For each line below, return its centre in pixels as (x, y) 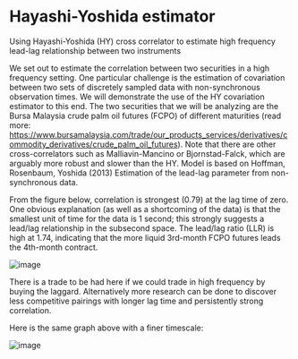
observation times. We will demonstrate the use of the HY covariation (137, 97)
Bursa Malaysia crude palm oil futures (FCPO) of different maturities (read (145, 115)
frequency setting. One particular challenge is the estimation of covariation (147, 77)
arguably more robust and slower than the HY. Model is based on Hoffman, (147, 163)
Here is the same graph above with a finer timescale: (106, 328)
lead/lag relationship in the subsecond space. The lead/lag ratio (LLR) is (142, 228)
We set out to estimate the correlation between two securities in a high (140, 68)
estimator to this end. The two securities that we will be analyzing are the (144, 106)
